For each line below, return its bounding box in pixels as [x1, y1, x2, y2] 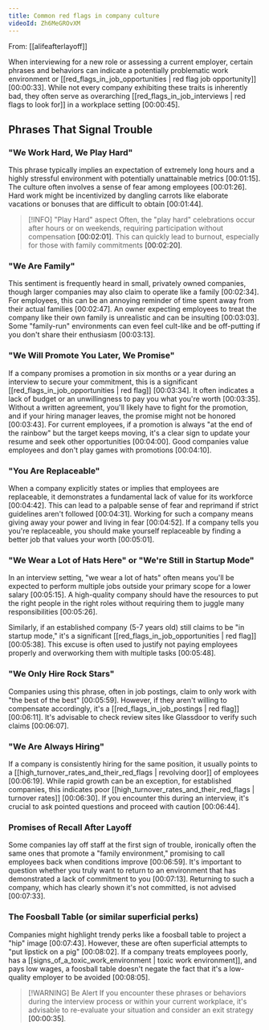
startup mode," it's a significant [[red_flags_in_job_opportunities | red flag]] [8, 631, 257, 641]
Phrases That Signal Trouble [8, 122, 153, 137]
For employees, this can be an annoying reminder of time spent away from [8, 296, 255, 305]
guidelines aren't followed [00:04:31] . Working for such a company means [8, 509, 254, 519]
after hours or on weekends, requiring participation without [27, 223, 223, 233]
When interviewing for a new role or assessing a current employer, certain [8, 57, 254, 67]
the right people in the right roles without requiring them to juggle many [8, 599, 245, 608]
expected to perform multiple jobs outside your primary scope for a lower [8, 582, 251, 591]
